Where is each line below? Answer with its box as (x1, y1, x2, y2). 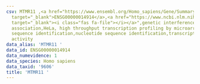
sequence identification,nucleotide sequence (11, 31, 127, 37)
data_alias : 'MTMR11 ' (6, 42, 62, 48)
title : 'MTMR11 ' (6, 69, 49, 75)
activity (11, 36, 33, 42)
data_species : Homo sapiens (6, 58, 76, 64)
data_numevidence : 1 (6, 53, 58, 59)
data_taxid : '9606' (6, 63, 55, 70)
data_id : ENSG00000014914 (6, 47, 70, 53)
